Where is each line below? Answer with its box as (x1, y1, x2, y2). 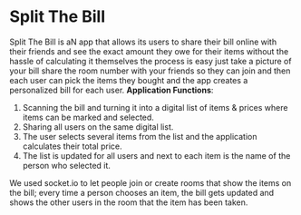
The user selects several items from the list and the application (22, 131, 257, 142)
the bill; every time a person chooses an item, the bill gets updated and (9, 187, 275, 198)
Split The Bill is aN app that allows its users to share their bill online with (9, 36, 277, 47)
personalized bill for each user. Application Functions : (9, 84, 214, 95)
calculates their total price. (22, 141, 122, 151)
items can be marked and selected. (22, 112, 154, 122)
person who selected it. (22, 160, 112, 171)
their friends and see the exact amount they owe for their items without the (9, 45, 289, 56)
